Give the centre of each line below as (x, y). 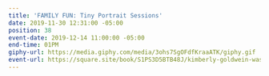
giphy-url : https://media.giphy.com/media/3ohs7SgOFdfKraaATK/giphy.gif (132, 52)
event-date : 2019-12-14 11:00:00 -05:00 (77, 38)
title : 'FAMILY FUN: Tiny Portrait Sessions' (85, 15)
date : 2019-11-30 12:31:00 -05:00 (66, 23)
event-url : (26, 60)
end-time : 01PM (34, 45)
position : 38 (30, 30)
